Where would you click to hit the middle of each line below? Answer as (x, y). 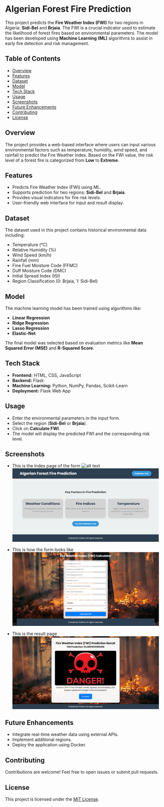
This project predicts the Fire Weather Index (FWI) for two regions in (74, 23)
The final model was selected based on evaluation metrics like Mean (74, 343)
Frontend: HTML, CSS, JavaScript (47, 375)
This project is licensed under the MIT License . (52, 799)
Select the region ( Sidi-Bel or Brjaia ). (50, 423)
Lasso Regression (31, 328)
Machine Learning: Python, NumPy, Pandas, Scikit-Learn (70, 386)
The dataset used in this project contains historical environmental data (76, 230)
